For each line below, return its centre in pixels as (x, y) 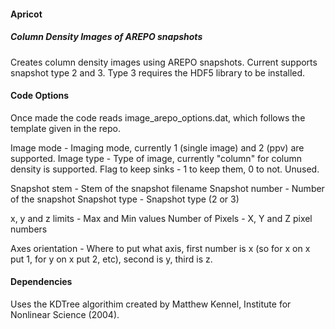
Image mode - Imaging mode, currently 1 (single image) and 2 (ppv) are (157, 147)
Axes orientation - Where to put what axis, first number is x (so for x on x (160, 248)
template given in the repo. (65, 128)
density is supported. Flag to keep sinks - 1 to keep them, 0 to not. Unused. (165, 169)
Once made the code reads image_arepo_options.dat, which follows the (158, 117)
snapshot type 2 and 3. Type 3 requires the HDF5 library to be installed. (158, 72)
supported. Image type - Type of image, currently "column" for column (156, 158)
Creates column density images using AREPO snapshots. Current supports (164, 62)
